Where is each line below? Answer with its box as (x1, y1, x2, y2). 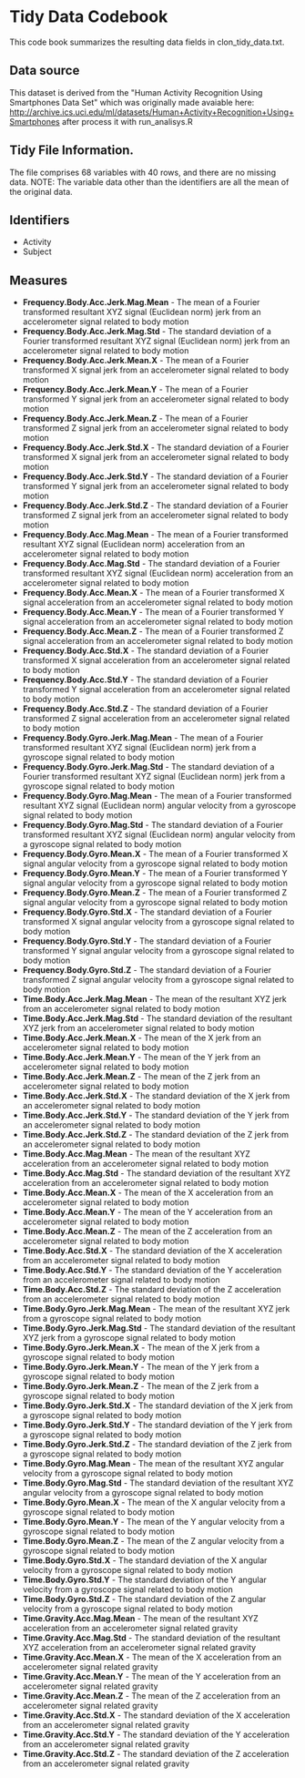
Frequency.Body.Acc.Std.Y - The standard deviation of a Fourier (22, 674, 269, 685)
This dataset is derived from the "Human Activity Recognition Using (9, 87, 263, 97)
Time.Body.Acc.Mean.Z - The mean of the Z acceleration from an (22, 1226, 273, 1237)
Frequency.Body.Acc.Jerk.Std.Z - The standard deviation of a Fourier (22, 500, 289, 511)
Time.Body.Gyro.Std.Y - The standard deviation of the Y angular (22, 1574, 267, 1586)
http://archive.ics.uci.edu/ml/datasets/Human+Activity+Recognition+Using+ (9, 107, 294, 118)
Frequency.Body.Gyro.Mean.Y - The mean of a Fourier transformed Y (22, 868, 288, 879)
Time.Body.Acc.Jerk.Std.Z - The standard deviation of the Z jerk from (22, 1129, 290, 1140)
